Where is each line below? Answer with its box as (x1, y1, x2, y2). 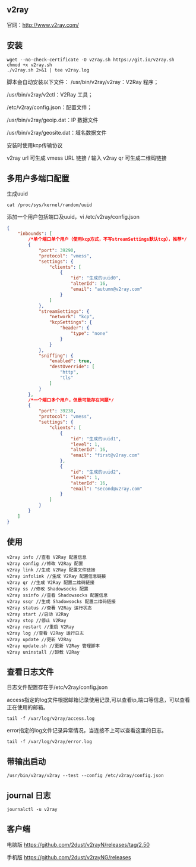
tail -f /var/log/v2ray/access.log (7, 716, 95, 722)
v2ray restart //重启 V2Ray (7, 624, 75, 630)
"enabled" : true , (49, 358, 93, 364)
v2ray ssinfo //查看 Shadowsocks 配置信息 (7, 592, 108, 598)
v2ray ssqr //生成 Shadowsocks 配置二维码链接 (7, 598, 116, 604)
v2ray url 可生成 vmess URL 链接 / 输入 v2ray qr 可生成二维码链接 (7, 154, 167, 161)
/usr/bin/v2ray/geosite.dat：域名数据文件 (7, 129, 107, 136)
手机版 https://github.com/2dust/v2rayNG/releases (7, 853, 131, 860)
